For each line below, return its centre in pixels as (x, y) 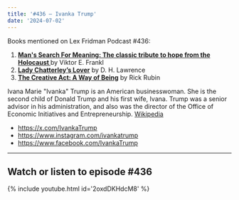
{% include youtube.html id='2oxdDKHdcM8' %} (79, 189)
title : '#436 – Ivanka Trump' (52, 14)
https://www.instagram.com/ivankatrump (78, 135)
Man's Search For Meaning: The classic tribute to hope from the (114, 55)
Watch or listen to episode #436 (80, 172)
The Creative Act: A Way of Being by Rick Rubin (89, 77)
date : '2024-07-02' (36, 21)
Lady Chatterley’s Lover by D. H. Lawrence (81, 70)
